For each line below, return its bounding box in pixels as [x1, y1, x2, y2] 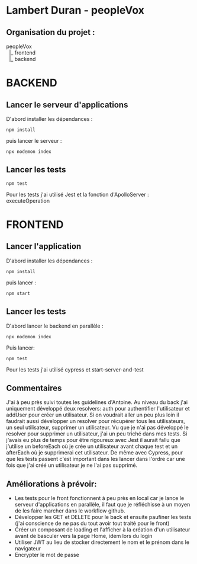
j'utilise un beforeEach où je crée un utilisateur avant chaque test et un [6, 443, 178, 450]
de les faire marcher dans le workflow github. [14, 507, 125, 514]
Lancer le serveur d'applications [6, 100, 128, 110]
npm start [6, 290, 31, 296]
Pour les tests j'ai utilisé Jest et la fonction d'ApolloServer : [6, 191, 149, 198]
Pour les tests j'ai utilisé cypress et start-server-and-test [6, 366, 144, 373]
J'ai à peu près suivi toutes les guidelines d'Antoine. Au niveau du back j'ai [6, 399, 188, 406]
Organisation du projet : [6, 27, 96, 37]
